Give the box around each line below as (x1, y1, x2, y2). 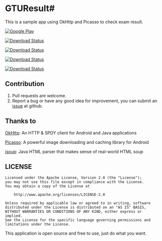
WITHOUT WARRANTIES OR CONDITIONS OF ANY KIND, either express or (5, 209, 142, 214)
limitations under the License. (5, 222, 70, 227)
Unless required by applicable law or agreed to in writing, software (5, 201, 151, 206)
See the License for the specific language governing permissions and (5, 218, 151, 223)
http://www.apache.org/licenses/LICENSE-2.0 (14, 192, 105, 197)
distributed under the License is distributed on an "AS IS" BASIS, (5, 205, 146, 210)
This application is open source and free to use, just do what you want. (5, 230, 147, 236)
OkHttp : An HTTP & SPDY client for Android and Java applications (5, 130, 137, 136)
